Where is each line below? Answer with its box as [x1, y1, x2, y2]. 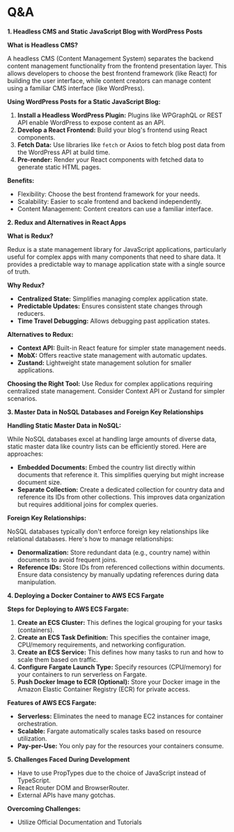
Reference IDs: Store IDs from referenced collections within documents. [17, 563, 225, 571]
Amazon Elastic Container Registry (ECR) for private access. [17, 685, 190, 693]
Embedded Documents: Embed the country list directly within [17, 463, 196, 471]
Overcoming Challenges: [7, 804, 81, 812]
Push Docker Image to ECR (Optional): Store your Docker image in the [17, 677, 221, 686]
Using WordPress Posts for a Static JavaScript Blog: [7, 97, 161, 105]
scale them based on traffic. [17, 655, 99, 663]
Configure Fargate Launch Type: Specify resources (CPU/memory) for [17, 663, 221, 671]
